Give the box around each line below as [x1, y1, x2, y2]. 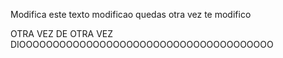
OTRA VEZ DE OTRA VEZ [10, 28, 114, 39]
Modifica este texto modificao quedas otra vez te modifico [10, 9, 252, 20]
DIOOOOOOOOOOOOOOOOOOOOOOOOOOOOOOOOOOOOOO [10, 39, 274, 50]
